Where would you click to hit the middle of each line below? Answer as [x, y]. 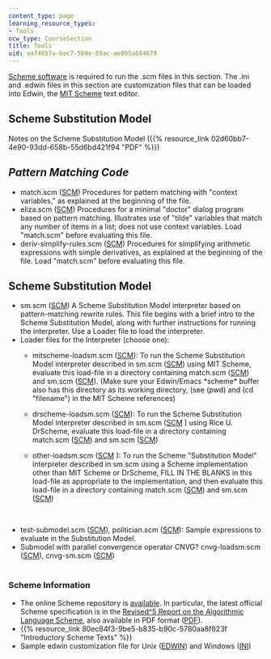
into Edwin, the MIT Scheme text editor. [74, 93]
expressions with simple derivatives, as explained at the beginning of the [141, 252]
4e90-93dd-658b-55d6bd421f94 [64, 147]
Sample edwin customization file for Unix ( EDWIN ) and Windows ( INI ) [135, 646]
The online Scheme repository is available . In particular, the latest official [141, 602]
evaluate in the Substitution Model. [78, 539]
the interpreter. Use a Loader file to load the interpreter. [112, 332]
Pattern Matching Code [69, 173]
